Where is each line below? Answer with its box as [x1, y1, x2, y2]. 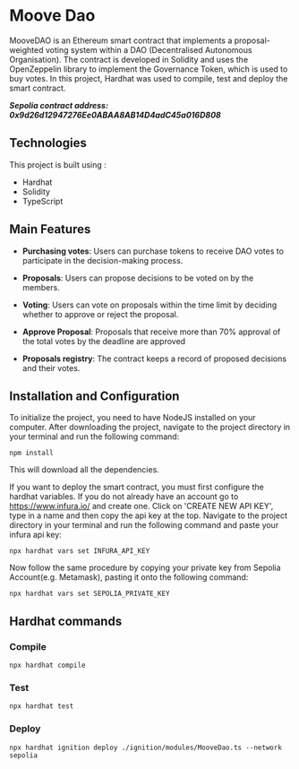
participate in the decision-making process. [21, 255, 184, 265]
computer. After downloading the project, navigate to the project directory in [9, 422, 291, 433]
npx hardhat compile [9, 661, 87, 670]
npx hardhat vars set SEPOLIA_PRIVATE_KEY [9, 589, 170, 599]
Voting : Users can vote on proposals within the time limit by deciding [21, 299, 278, 310]
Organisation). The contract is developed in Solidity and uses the [9, 54, 249, 65]
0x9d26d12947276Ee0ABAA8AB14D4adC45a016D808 [9, 109, 221, 120]
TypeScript [21, 195, 64, 206]
